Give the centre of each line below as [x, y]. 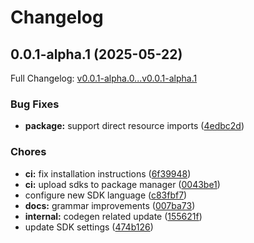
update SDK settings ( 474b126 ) [89, 227]
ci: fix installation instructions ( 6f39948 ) [108, 173]
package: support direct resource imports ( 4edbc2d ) [134, 126]
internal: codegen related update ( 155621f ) [113, 216]
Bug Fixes [35, 104]
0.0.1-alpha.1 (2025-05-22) [96, 54]
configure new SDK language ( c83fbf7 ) [106, 195]
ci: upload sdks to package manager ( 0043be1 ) [122, 184]
